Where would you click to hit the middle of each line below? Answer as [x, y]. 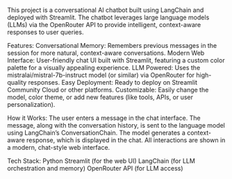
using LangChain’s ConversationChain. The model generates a [96, 133]
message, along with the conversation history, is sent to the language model [116, 125]
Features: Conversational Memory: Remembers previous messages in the [112, 45]
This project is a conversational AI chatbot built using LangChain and [106, 10]
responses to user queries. [45, 32]
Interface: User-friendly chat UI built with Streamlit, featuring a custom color [116, 60]
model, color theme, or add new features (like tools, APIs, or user [100, 97]
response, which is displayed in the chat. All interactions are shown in [126, 140]
